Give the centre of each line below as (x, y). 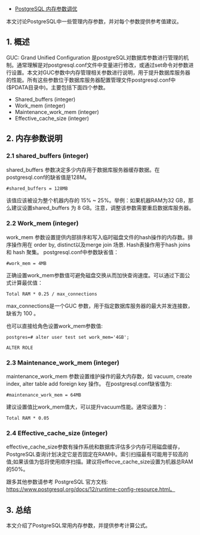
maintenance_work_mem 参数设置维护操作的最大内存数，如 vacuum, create (99, 376)
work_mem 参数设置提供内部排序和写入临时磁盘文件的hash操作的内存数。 (97, 237)
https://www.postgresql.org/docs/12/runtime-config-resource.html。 (91, 489)
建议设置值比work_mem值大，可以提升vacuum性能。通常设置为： (87, 407)
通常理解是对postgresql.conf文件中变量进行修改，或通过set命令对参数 (102, 65)
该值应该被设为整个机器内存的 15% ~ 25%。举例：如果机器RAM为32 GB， (97, 200)
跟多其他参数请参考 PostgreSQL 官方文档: (57, 482)
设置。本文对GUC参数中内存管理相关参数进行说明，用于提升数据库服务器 (101, 72)
